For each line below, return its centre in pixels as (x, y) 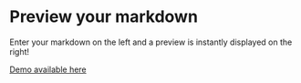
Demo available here (48, 69)
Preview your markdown (104, 17)
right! (20, 51)
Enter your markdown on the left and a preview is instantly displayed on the (151, 42)
